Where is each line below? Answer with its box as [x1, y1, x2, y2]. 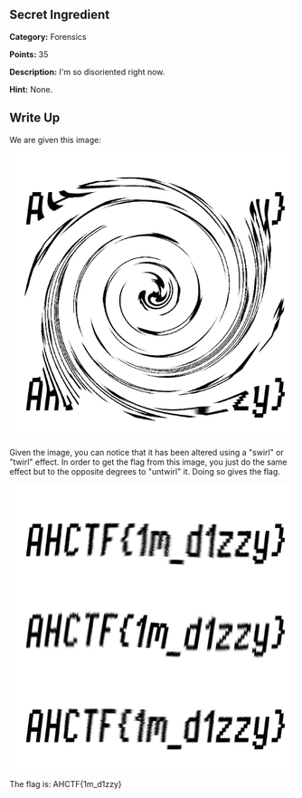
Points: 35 [9, 49, 49, 60]
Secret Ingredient [9, 7, 110, 23]
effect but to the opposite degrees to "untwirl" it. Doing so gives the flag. [9, 466, 280, 476]
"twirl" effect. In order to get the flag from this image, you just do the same [9, 457, 288, 467]
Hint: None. [9, 83, 53, 94]
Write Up [9, 111, 61, 126]
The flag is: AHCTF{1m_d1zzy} [9, 778, 122, 789]
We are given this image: [9, 134, 101, 145]
